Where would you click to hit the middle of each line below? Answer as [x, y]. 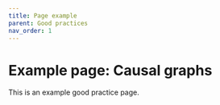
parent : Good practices [48, 23]
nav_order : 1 [30, 30]
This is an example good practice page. [74, 92]
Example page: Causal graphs [110, 70]
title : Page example [43, 16]
